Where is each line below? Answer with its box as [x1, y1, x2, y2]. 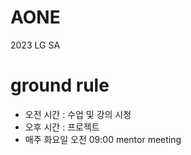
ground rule [10, 74, 110, 97]
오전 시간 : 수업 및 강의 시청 [24, 108, 132, 120]
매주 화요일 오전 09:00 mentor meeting [24, 133, 182, 145]
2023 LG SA [10, 39, 61, 51]
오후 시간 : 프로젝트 [24, 121, 100, 133]
